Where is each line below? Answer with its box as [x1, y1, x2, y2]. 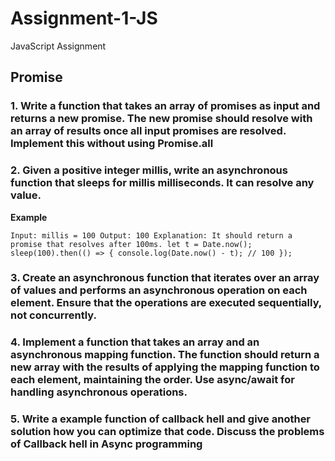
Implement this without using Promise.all [10, 137, 214, 151]
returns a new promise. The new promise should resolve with [10, 112, 313, 126]
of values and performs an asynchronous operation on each [10, 283, 308, 297]
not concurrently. [10, 308, 98, 322]
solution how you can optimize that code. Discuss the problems [10, 425, 325, 439]
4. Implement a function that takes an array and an [10, 335, 260, 349]
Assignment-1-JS [10, 7, 158, 30]
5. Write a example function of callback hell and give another [10, 412, 312, 426]
